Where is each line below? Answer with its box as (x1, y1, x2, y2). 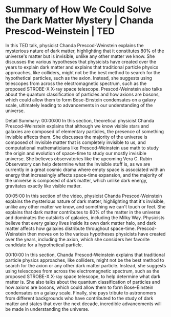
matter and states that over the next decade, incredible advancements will (5, 301, 162, 307)
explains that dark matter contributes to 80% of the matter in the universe (5, 209, 161, 215)
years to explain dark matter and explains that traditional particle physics (5, 64, 159, 70)
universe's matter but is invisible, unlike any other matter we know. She (5, 53, 155, 59)
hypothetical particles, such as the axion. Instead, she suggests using (5, 75, 153, 81)
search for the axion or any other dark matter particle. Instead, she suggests (5, 262, 166, 268)
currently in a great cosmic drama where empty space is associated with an (5, 166, 165, 173)
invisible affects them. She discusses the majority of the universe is (5, 134, 147, 140)
